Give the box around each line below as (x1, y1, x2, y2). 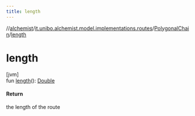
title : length (6, 8, 41, 15)
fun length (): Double (6, 77, 55, 84)
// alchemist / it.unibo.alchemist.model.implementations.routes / (6, 25, 154, 32)
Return (6, 90, 23, 97)
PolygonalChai (154, 25, 189, 32)
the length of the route (6, 103, 60, 110)
